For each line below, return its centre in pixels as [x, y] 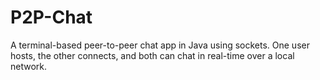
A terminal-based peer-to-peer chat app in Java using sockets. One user [160, 45]
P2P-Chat [51, 17]
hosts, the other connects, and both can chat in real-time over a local [152, 55]
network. [29, 66]
